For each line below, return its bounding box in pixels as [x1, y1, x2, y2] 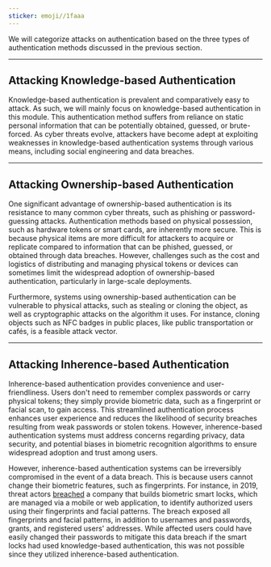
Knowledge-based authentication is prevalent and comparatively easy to [8, 95, 250, 105]
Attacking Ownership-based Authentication [8, 177, 234, 191]
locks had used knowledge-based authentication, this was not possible [8, 541, 244, 551]
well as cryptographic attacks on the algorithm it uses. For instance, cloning [8, 309, 261, 319]
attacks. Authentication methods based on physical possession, [40, 216, 252, 226]
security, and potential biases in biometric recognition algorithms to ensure [8, 439, 257, 449]
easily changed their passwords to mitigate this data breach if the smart [8, 532, 248, 542]
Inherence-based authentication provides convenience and [8, 379, 206, 389]
